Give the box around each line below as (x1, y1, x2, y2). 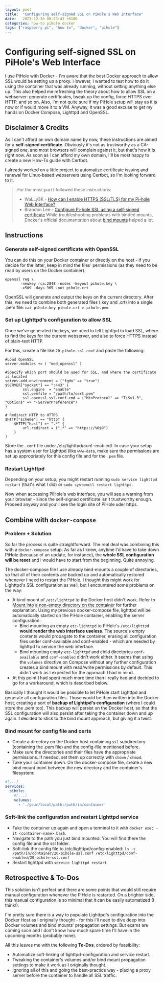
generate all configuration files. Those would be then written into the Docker (5, 694, 159, 700)
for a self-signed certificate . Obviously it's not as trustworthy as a (5, 141, 140, 147)
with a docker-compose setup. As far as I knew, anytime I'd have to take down (5, 547, 159, 552)
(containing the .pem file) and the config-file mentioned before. (12, 744, 140, 750)
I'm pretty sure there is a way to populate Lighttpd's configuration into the (5, 912, 154, 917)
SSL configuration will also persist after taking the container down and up (5, 710, 153, 716)
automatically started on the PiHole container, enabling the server (12, 612, 145, 618)
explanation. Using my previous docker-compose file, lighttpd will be (12, 607, 151, 613)
